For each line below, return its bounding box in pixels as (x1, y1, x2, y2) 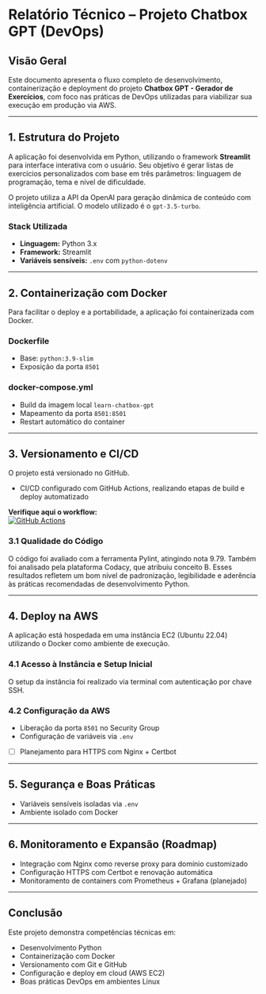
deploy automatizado (19, 492, 89, 502)
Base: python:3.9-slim (19, 353, 93, 363)
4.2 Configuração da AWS (8, 705, 111, 716)
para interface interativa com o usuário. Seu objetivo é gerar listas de (8, 160, 234, 170)
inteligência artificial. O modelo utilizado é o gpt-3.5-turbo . (8, 201, 201, 210)
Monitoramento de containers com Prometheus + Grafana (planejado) (19, 876, 248, 885)
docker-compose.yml (8, 382, 93, 393)
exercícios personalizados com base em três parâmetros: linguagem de (8, 168, 241, 178)
